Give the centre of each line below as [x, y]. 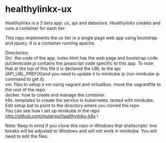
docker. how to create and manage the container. [55, 95]
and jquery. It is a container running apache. [50, 43]
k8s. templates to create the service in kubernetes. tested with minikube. [80, 100]
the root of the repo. [26, 89]
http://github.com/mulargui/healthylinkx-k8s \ [52, 116]
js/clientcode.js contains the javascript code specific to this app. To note [79, 63]
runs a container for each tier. [36, 28]
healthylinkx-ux [39, 9]
